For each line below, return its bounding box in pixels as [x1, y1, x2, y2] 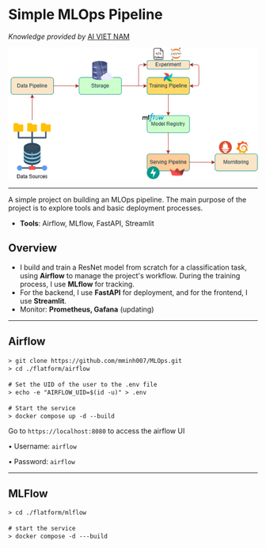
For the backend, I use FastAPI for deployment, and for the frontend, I [19, 287, 248, 297]
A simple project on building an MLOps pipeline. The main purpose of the [8, 195, 247, 204]
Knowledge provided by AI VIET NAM [8, 32, 131, 41]
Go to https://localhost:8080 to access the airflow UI [8, 425, 185, 436]
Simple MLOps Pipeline [8, 6, 164, 24]
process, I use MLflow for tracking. [19, 279, 135, 289]
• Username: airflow [8, 441, 77, 451]
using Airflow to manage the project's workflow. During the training [19, 270, 241, 280]
